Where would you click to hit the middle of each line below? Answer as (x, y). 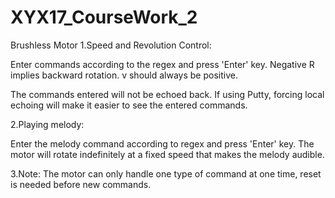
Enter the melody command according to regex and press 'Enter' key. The (162, 143)
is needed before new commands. (81, 184)
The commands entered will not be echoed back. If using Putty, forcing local (167, 94)
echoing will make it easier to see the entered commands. (129, 105)
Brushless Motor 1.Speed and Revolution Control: (111, 45)
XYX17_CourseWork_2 (104, 17)
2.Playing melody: (47, 124)
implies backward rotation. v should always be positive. (124, 75)
